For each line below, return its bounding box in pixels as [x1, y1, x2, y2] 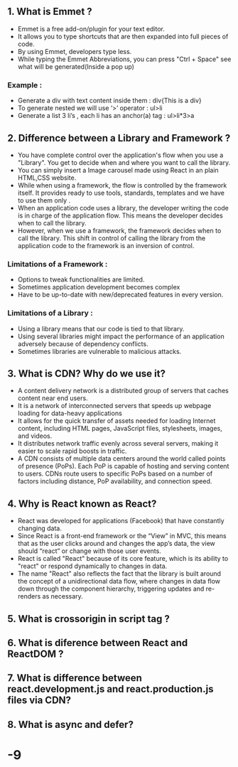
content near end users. [17, 394, 88, 402]
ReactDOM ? [7, 648, 64, 660]
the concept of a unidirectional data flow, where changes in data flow [17, 577, 221, 586]
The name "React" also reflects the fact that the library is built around [17, 569, 222, 578]
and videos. [17, 431, 53, 440]
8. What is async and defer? [7, 718, 134, 731]
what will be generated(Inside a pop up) [17, 62, 135, 70]
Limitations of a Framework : [7, 259, 108, 269]
